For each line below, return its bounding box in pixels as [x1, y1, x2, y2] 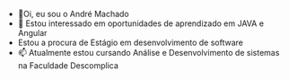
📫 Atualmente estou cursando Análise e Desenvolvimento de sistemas [17, 48, 280, 58]
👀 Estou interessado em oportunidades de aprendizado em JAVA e [17, 18, 265, 29]
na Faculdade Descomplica [17, 60, 119, 71]
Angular [17, 28, 48, 38]
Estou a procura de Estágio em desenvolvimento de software [17, 37, 244, 48]
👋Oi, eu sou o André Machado [17, 9, 130, 19]
